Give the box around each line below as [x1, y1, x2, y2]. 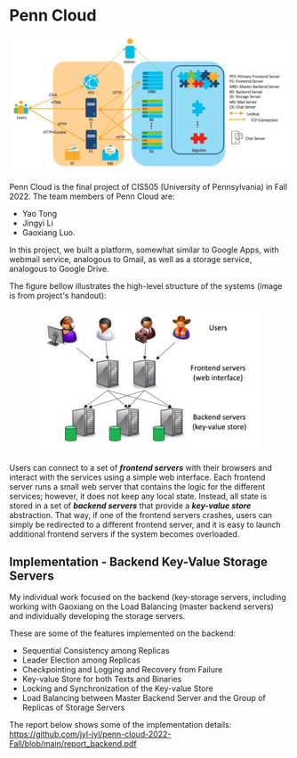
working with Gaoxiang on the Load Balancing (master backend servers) [9, 601, 274, 612]
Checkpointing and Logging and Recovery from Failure [21, 664, 223, 675]
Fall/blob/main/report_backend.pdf [9, 738, 137, 749]
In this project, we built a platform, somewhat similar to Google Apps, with [9, 244, 279, 255]
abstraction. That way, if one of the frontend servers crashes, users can [9, 509, 273, 520]
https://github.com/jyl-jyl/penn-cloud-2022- [9, 729, 172, 740]
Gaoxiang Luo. [21, 227, 76, 237]
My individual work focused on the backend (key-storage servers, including [9, 592, 286, 603]
